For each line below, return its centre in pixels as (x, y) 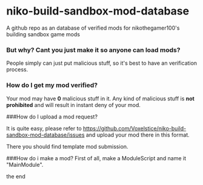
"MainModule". (25, 164)
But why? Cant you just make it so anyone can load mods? (93, 50)
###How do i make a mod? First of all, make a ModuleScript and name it (96, 158)
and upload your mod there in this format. (138, 135)
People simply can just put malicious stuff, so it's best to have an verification (102, 63)
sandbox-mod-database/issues (45, 135)
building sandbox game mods (43, 34)
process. (17, 70)
